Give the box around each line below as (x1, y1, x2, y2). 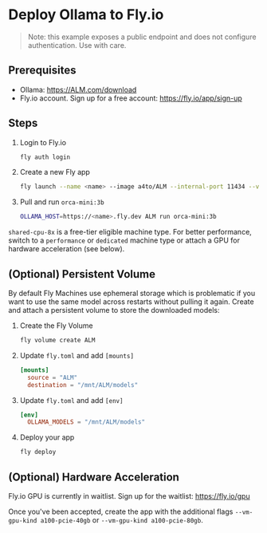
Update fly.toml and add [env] (19, 395, 124, 405)
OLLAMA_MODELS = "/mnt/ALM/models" (27, 418, 146, 426)
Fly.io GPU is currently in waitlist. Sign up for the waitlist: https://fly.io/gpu (8, 491, 250, 500)
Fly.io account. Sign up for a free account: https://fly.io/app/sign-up (19, 93, 243, 103)
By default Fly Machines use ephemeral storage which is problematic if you (8, 289, 256, 298)
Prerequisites (8, 64, 77, 77)
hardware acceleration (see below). (8, 244, 125, 254)
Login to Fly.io (19, 137, 66, 147)
